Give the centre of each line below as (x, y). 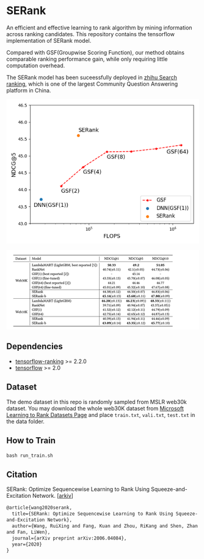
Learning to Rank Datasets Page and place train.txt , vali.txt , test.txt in (101, 415)
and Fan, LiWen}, (28, 532)
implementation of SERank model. (49, 40)
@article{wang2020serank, (39, 508)
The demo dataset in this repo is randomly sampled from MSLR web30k (97, 402)
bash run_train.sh (30, 456)
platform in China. (29, 90)
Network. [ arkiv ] (53, 496)
